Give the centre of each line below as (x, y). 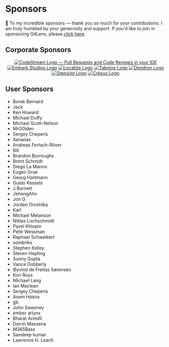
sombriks (22, 242)
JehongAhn (25, 193)
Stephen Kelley (29, 247)
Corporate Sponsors (38, 50)
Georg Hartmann (30, 177)
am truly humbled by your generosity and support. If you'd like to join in (80, 28)
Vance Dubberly (30, 264)
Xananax (22, 139)
